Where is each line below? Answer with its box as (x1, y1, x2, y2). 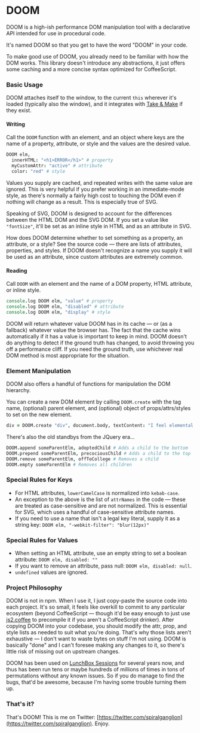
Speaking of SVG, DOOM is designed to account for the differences (6, 210, 172, 217)
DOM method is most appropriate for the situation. (6, 352, 130, 359)
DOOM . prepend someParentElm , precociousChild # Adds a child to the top (6, 450, 191, 456)
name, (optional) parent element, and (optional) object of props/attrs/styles (6, 405, 191, 412)
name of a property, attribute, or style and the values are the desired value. (6, 140, 191, 147)
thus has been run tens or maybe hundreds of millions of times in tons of (6, 666, 185, 673)
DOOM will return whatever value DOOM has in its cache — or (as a (6, 320, 173, 327)
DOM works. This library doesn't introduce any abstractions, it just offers (6, 59, 185, 66)
